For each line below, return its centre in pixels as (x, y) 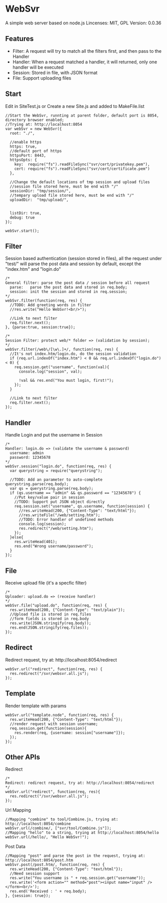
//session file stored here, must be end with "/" (64, 186)
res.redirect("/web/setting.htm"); (56, 529)
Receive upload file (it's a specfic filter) (46, 583)
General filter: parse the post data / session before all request (78, 283)
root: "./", (22, 133)
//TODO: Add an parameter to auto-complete (56, 480)
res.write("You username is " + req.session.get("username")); (77, 878)
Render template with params (36, 706)
